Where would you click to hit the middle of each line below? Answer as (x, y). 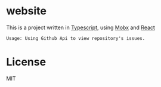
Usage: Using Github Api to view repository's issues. (76, 38)
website (26, 11)
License (26, 62)
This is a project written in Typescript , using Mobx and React (80, 27)
